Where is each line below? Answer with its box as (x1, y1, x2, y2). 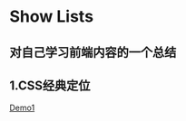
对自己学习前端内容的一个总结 (9, 44, 177, 60)
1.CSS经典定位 (9, 78, 91, 93)
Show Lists (9, 6, 93, 27)
